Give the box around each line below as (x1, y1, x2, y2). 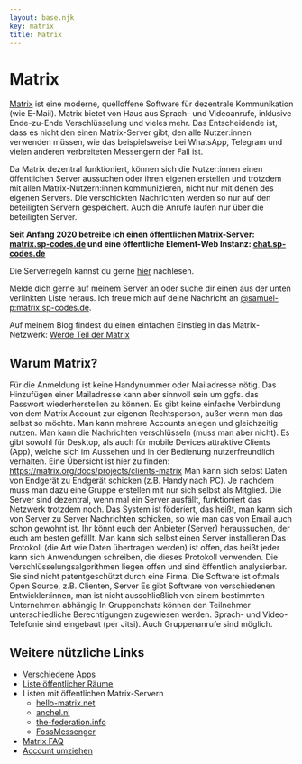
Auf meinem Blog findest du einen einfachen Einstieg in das (9, 320, 232, 331)
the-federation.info (35, 716, 106, 727)
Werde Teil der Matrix (49, 330, 130, 341)
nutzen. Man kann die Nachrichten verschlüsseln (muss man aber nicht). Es (9, 427, 290, 438)
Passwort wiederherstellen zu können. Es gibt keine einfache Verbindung (9, 398, 281, 410)
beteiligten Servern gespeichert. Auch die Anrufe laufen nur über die (9, 202, 264, 213)
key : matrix (9, 22, 54, 31)
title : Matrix (9, 30, 63, 39)
